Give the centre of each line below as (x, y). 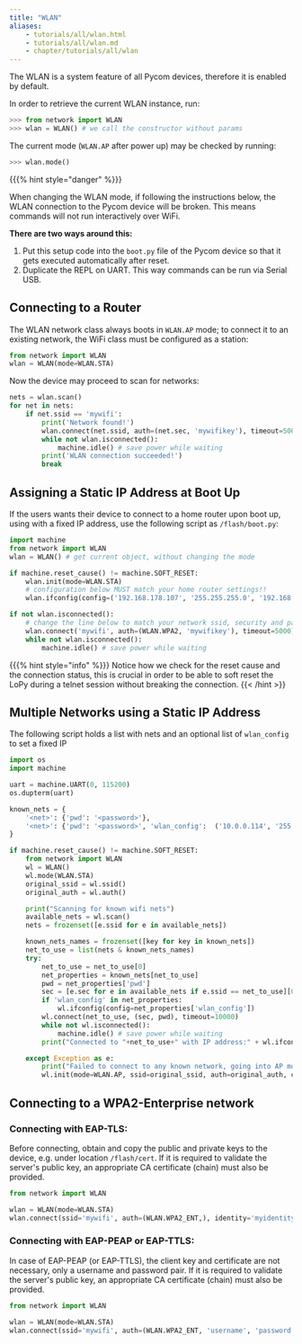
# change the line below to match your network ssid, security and (154, 623)
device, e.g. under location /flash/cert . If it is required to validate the (138, 1158)
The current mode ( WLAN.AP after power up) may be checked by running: (143, 146)
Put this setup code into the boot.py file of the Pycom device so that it (151, 251)
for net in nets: (42, 406)
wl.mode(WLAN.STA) (60, 875)
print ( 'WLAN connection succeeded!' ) (112, 456)
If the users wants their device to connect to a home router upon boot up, (145, 514)
